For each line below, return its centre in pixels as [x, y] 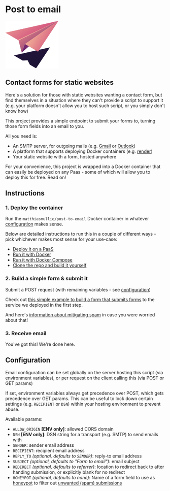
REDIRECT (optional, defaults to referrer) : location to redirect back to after [88, 467]
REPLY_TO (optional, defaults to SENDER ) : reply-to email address [77, 456]
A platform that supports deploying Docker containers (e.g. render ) [83, 151]
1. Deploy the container [34, 208]
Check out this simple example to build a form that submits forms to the [80, 299]
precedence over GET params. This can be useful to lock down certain [79, 398]
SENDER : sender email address [43, 445]
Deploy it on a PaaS [33, 249]
